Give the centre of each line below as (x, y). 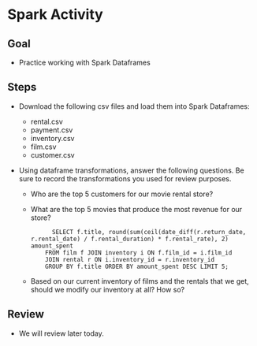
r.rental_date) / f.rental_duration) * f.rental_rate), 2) (130, 239)
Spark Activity (55, 15)
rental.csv (47, 121)
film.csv (43, 147)
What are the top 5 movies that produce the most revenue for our (136, 209)
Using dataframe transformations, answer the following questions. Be (132, 170)
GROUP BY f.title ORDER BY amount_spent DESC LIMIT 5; (137, 266)
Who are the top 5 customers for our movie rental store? (122, 194)
